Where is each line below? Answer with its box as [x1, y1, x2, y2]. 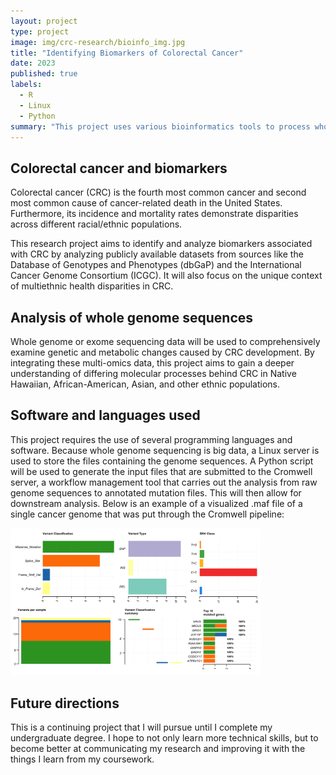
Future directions [10, 695, 120, 712]
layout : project [10, 16, 78, 26]
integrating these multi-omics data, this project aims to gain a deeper [10, 357, 295, 369]
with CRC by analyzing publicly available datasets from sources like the [10, 248, 304, 260]
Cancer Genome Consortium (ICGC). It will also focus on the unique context [10, 270, 323, 282]
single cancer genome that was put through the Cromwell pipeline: [10, 508, 285, 520]
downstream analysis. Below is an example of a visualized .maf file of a [10, 497, 303, 509]
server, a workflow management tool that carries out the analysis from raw [10, 476, 318, 488]
